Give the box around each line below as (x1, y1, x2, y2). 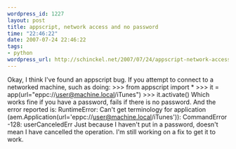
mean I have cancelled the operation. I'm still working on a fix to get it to (7, 127, 216, 136)
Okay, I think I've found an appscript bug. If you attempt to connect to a (7, 75, 214, 84)
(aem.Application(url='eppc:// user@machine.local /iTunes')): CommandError (7, 112, 228, 121)
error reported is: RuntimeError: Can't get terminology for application (7, 105, 206, 113)
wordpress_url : (7, 56, 52, 63)
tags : (7, 43, 23, 50)
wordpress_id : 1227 (7, 10, 65, 18)
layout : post (7, 17, 46, 24)
